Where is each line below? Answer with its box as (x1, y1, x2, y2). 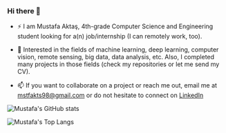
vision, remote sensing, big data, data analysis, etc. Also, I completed (17, 53, 215, 61)
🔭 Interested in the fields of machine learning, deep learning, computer (17, 45, 219, 54)
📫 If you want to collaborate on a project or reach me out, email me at (17, 81, 218, 90)
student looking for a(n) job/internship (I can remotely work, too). (17, 32, 203, 41)
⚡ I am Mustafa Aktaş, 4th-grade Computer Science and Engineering (17, 22, 214, 30)
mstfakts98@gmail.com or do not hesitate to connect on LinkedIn (17, 91, 204, 99)
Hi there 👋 (7, 6, 41, 16)
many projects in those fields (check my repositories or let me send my (17, 60, 220, 68)
